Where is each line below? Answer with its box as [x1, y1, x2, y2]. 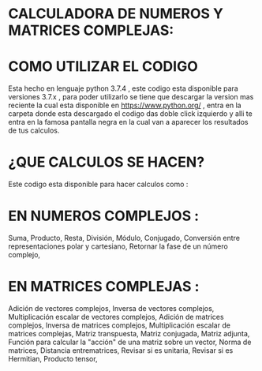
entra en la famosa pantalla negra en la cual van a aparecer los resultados [8, 118, 249, 127]
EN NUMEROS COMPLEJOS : [8, 207, 200, 225]
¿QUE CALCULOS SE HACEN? [8, 153, 205, 171]
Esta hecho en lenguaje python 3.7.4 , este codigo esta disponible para [8, 84, 238, 93]
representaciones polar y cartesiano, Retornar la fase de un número [8, 242, 229, 251]
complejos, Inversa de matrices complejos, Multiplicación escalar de [8, 320, 231, 330]
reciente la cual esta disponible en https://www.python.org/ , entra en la [8, 100, 242, 111]
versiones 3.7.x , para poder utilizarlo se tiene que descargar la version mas [8, 92, 254, 102]
